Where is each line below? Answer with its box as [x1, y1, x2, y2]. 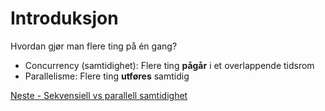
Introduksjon [10, 7, 119, 30]
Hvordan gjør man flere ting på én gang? [10, 40, 178, 52]
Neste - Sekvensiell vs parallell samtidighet [10, 89, 188, 101]
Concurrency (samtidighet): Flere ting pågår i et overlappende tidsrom [24, 59, 315, 71]
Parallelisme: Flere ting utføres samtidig [24, 70, 190, 82]
